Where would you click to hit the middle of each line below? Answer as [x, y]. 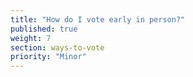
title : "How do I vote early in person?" [98, 19]
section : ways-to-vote [57, 47]
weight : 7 [31, 38]
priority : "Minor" [48, 57]
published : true [44, 29]
